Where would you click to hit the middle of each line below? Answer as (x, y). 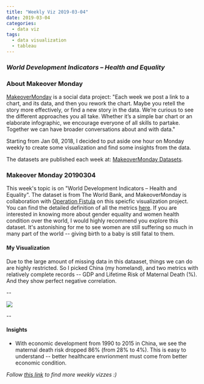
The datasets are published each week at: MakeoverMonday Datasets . (95, 160)
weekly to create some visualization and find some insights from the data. (99, 148)
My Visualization (28, 247)
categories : (21, 23)
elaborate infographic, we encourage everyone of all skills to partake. (93, 123)
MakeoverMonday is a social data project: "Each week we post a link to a (98, 97)
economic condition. (41, 363)
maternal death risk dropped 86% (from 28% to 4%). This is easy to (101, 350)
